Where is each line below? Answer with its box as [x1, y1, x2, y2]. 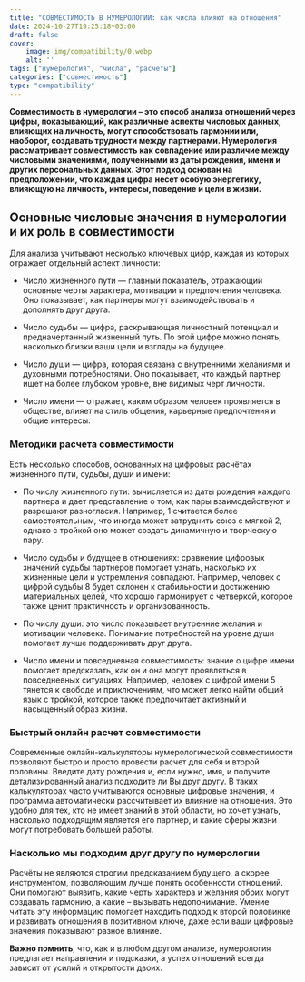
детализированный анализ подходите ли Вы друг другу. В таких [9, 775, 259, 787]
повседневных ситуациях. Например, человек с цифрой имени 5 [22, 674, 276, 685]
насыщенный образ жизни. [22, 703, 129, 714]
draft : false [9, 30, 59, 39]
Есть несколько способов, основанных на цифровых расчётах [9, 459, 252, 470]
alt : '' [25, 56, 54, 65]
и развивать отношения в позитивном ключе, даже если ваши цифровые [9, 916, 294, 926]
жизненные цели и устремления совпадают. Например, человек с [22, 571, 281, 582]
